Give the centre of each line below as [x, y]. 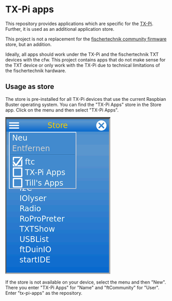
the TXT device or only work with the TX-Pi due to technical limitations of [83, 65]
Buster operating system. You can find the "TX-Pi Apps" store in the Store [83, 104]
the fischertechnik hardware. [36, 71]
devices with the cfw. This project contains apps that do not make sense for [85, 59]
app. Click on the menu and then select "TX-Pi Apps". [62, 110]
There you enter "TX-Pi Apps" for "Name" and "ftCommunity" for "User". [82, 287]
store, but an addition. [28, 44]
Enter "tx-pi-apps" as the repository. [44, 293]
